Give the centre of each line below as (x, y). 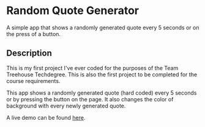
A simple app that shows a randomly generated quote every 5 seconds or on (103, 27)
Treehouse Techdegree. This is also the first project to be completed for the (102, 74)
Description (29, 53)
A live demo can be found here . (46, 117)
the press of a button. (34, 34)
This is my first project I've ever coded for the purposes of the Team (92, 68)
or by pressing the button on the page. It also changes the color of (90, 99)
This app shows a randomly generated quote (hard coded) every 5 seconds (102, 93)
